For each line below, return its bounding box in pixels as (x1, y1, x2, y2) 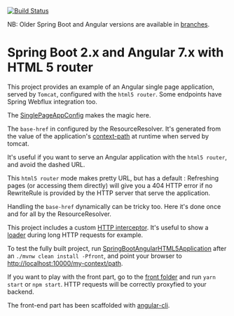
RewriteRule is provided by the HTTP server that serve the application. (7, 189, 211, 197)
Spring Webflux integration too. (7, 97, 98, 106)
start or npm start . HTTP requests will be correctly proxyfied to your (7, 280, 207, 288)
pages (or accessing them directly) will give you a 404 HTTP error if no (7, 181, 213, 189)
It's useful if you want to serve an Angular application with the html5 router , (7, 152, 228, 161)
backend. (7, 287, 34, 296)
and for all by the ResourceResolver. (7, 210, 112, 218)
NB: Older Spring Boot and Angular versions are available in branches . (7, 20, 210, 28)
